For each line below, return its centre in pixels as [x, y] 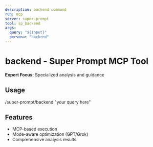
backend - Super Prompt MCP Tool [77, 61]
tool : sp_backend [23, 23]
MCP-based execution [35, 129]
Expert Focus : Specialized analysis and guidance [55, 74]
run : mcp [14, 14]
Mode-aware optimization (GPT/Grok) [50, 134]
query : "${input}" [28, 32]
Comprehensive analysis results [44, 140]
